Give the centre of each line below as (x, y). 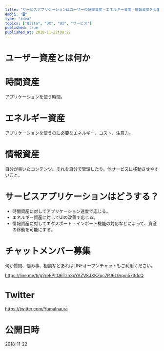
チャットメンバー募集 (48, 251)
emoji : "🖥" (16, 14)
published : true (21, 28)
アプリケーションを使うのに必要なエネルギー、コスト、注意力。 (69, 133)
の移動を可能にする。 (33, 229)
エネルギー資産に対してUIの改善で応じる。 (55, 217)
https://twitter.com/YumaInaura (37, 308)
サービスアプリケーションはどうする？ (82, 197)
